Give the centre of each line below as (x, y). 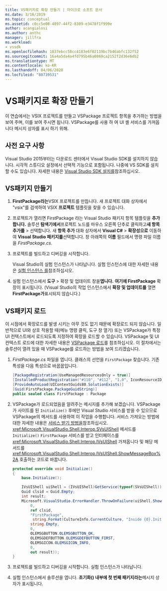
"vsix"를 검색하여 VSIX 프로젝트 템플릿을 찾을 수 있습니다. (69, 207)
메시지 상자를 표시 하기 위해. (42, 128)
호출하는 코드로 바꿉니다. (43, 459)
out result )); (45, 552)
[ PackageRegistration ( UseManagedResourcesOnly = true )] (71, 375)
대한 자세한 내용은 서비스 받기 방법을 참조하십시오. (60, 423)
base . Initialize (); (42, 478)
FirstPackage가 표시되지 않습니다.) (46, 294)
